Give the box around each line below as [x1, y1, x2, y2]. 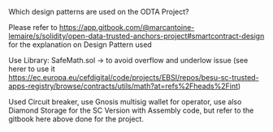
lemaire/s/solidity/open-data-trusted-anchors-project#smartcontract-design [8, 32, 265, 40]
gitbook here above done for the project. [8, 114, 145, 124]
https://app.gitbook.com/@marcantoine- [59, 23, 195, 32]
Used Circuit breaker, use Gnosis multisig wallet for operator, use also [8, 97, 242, 106]
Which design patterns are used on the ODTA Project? [8, 7, 189, 16]
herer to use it [8, 64, 55, 74]
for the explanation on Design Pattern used [8, 40, 152, 49]
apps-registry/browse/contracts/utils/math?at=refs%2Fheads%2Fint [8, 81, 238, 91]
